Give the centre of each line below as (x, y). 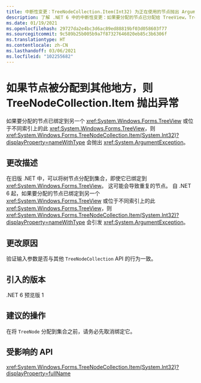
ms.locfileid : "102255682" (40, 56)
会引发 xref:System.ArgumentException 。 (138, 222)
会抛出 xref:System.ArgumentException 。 (138, 142)
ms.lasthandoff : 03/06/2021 (41, 51)
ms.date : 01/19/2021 (32, 23)
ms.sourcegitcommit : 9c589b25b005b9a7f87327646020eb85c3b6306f (87, 34)
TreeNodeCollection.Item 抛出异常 (93, 103)
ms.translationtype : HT (36, 40)
